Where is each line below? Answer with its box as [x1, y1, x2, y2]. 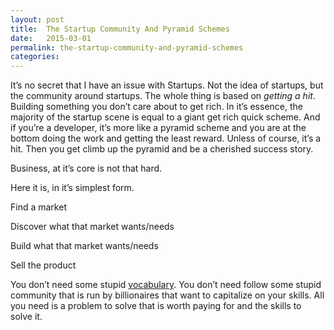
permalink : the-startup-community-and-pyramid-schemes [10, 42, 244, 53]
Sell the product [10, 259, 77, 271]
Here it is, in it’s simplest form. [10, 182, 135, 194]
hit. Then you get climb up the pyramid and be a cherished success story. [10, 143, 314, 155]
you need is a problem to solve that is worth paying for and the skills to [10, 300, 302, 312]
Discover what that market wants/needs [10, 221, 175, 233]
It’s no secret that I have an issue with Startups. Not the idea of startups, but [10, 79, 324, 91]
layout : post [10, 14, 65, 25]
